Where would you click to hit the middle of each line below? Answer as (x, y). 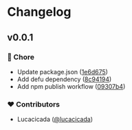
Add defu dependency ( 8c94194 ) (64, 79)
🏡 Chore (21, 57)
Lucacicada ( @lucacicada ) (55, 119)
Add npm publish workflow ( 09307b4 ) (71, 86)
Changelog (39, 12)
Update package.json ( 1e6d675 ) (63, 72)
